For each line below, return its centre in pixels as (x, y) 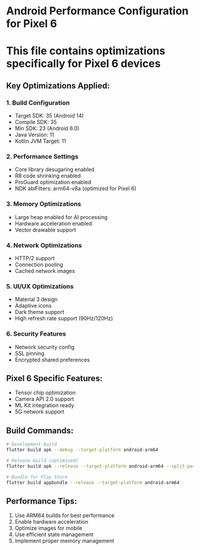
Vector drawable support (45, 230)
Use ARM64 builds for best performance (65, 515)
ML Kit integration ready (44, 405)
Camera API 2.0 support (44, 399)
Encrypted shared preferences (52, 360)
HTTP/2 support (35, 258)
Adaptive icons (33, 306)
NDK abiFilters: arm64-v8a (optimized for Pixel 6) (76, 189)
